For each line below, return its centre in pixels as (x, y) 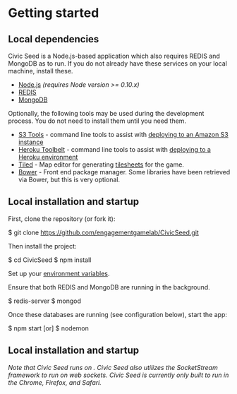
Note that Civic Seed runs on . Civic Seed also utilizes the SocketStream (113, 367)
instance (31, 142)
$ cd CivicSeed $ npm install (50, 260)
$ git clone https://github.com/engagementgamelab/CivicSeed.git (104, 232)
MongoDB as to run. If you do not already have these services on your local (118, 64)
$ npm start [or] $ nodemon (48, 328)
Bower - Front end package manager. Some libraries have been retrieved (124, 172)
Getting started (54, 13)
